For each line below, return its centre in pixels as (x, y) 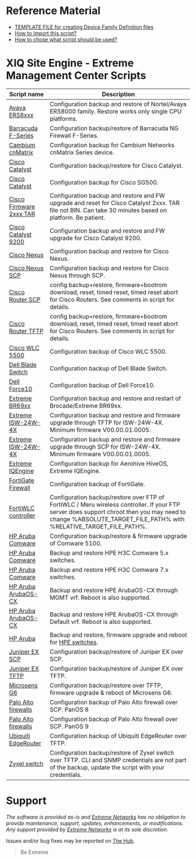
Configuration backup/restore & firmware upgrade (118, 536)
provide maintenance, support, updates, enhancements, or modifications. (95, 823)
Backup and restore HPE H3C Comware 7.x (109, 569)
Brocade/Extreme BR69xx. (86, 405)
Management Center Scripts (76, 76)
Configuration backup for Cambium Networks (112, 145)
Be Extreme (34, 852)
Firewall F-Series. (74, 135)
